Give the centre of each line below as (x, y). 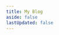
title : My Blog (25, 12)
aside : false (22, 17)
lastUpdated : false (30, 23)
